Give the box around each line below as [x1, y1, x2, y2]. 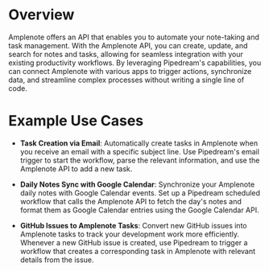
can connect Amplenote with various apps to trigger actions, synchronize [8, 66, 252, 76]
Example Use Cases [8, 112, 144, 130]
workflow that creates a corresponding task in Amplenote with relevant [19, 246, 256, 256]
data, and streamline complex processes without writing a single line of [8, 75, 245, 84]
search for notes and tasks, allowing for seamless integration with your [8, 49, 243, 59]
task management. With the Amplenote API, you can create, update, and [8, 40, 248, 50]
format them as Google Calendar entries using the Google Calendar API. [19, 205, 259, 215]
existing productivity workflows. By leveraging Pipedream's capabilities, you [8, 58, 262, 68]
